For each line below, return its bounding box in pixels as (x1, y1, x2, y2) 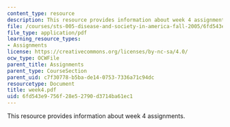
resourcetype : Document (7, 80, 75, 87)
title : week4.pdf (7, 86, 57, 93)
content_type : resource (7, 10, 75, 17)
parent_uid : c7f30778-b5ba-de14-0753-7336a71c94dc (7, 73, 155, 81)
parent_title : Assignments (7, 61, 84, 68)
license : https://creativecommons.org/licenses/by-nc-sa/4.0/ (7, 49, 188, 56)
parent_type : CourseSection (7, 67, 88, 74)
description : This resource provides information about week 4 (7, 16, 192, 23)
